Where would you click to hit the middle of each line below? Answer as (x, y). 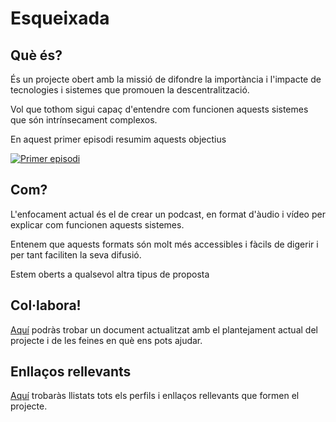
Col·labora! (46, 305)
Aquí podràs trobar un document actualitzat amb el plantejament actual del (164, 329)
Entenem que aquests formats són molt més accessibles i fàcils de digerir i (164, 244)
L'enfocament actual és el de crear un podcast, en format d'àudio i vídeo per (168, 214)
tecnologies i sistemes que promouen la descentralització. (130, 90)
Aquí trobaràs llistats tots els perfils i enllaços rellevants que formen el (155, 396)
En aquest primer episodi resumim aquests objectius (118, 139)
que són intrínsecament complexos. (84, 120)
